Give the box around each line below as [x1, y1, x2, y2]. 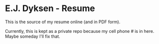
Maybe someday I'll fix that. [5, 33, 61, 39]
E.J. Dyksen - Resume [5, 3, 95, 14]
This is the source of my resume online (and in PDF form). [5, 19, 120, 25]
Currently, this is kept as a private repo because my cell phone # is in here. [5, 28, 154, 34]
